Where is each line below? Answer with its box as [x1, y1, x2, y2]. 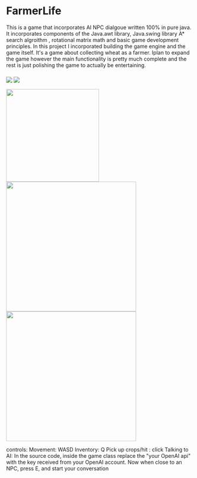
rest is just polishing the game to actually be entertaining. [6, 61, 147, 69]
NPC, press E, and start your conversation [6, 464, 109, 472]
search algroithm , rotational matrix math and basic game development [6, 36, 179, 43]
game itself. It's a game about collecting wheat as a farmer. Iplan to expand [6, 49, 190, 56]
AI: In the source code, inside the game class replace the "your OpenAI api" [6, 452, 191, 459]
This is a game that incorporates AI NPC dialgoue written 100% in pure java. [6, 24, 192, 31]
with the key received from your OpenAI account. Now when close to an [6, 458, 182, 466]
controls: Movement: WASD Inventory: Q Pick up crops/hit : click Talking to [6, 446, 189, 453]
